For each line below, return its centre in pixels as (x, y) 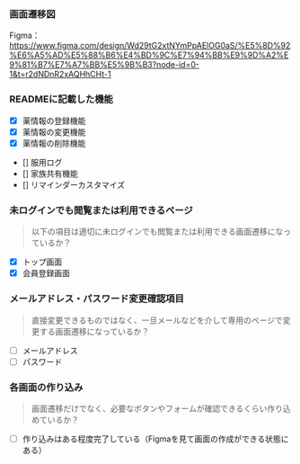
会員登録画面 (46, 273)
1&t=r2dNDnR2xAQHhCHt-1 (60, 75)
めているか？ (55, 419)
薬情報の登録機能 (54, 120)
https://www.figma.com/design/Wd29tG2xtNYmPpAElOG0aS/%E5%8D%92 (150, 46)
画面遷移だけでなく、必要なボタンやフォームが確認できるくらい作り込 (161, 408)
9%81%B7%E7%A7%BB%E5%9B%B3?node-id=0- (105, 65)
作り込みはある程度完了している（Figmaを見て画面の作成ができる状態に (155, 439)
